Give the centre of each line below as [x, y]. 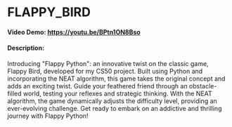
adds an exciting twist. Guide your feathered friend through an [97, 86]
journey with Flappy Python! [48, 116]
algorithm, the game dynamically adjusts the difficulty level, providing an [112, 101]
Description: [26, 48]
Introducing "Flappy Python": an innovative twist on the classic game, [108, 63]
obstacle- [203, 86]
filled [15, 93]
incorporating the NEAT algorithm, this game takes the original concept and [116, 79]
